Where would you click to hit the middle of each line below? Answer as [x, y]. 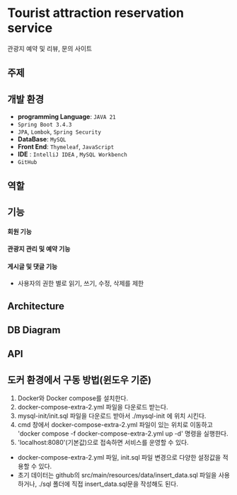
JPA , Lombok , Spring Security [59, 132]
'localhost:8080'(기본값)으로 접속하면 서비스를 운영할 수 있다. [103, 443]
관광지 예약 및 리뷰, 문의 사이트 [50, 48]
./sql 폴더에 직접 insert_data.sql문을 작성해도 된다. [108, 484]
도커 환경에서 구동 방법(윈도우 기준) [80, 380]
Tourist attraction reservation [96, 13]
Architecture [36, 306]
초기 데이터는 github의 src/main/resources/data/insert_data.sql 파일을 [117, 475]
